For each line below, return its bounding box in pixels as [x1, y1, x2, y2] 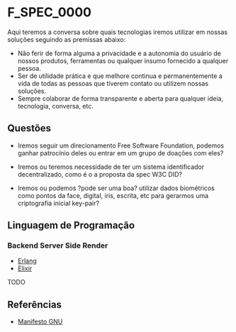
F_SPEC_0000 [7, 4, 92, 21]
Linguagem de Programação [7, 219, 135, 231]
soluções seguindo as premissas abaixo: [7, 35, 126, 43]
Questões [7, 122, 52, 135]
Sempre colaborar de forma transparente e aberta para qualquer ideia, [17, 94, 224, 103]
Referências [7, 299, 62, 311]
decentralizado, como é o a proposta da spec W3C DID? [17, 170, 183, 178]
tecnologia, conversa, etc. [17, 101, 94, 110]
